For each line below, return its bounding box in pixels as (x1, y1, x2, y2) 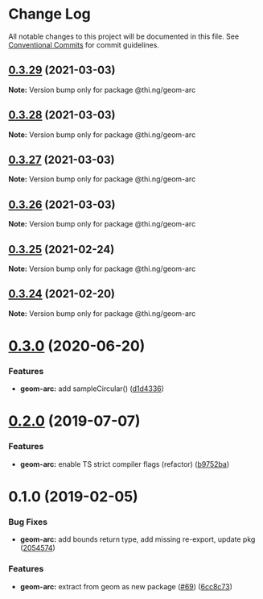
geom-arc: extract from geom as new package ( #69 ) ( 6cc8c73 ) (19, 581, 233, 591)
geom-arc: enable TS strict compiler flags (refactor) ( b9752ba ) (19, 459, 230, 468)
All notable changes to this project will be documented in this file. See (8, 31, 240, 41)
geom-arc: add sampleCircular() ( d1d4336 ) (19, 384, 165, 393)
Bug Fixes (8, 516, 48, 527)
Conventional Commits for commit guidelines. (8, 40, 159, 49)
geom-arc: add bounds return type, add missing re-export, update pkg (19, 535, 256, 544)
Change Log (8, 5, 91, 23)
